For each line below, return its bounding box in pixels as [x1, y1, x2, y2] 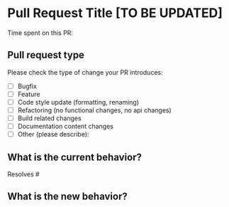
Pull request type [7, 49, 85, 61]
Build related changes [17, 114, 82, 122]
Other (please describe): [17, 130, 90, 139]
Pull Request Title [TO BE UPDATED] [7, 5, 223, 21]
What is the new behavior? [7, 191, 128, 203]
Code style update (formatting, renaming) [17, 97, 140, 106]
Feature [17, 90, 40, 98]
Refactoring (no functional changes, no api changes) [17, 105, 172, 115]
